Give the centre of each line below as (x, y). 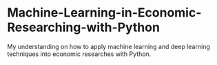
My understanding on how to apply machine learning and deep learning (108, 46)
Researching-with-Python (84, 27)
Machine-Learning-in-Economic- (104, 13)
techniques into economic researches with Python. (79, 54)
